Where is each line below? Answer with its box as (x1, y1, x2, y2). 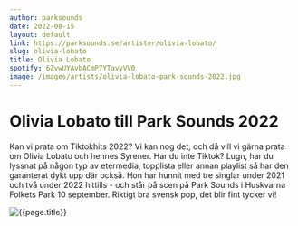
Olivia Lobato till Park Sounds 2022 (9, 110, 279, 131)
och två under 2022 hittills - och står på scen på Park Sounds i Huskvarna (9, 179, 286, 190)
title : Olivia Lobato (9, 55, 91, 64)
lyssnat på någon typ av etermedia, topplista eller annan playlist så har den (9, 160, 289, 171)
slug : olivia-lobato (9, 47, 88, 56)
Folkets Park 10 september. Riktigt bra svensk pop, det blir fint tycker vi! (9, 189, 277, 200)
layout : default (9, 30, 71, 39)
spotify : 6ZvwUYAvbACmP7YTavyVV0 (9, 64, 136, 73)
